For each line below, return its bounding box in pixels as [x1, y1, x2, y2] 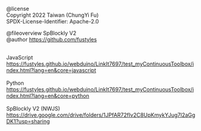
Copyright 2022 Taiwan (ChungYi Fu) [6, 11, 99, 19]
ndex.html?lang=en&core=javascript [6, 67, 97, 74]
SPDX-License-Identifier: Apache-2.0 [6, 18, 100, 25]
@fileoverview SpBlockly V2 [6, 29, 77, 37]
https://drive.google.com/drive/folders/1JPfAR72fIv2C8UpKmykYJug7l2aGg [6, 111, 196, 118]
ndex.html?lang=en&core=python [6, 93, 89, 99]
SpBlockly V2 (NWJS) [6, 105, 60, 112]
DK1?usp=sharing [6, 118, 50, 125]
